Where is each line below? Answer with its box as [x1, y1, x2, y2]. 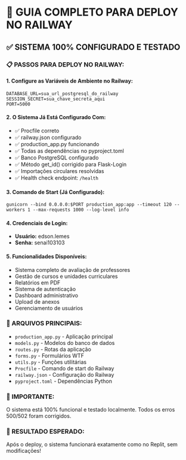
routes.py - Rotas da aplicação [14, 346, 91, 353]
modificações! [6, 447, 42, 455]
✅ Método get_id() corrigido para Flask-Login [14, 161, 127, 168]
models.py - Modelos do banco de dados [14, 339, 115, 346]
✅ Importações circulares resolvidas [14, 167, 104, 174]
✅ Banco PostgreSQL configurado [14, 154, 99, 161]
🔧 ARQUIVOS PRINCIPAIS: [6, 319, 82, 328]
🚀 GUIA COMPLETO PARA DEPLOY [6, 5, 179, 19]
